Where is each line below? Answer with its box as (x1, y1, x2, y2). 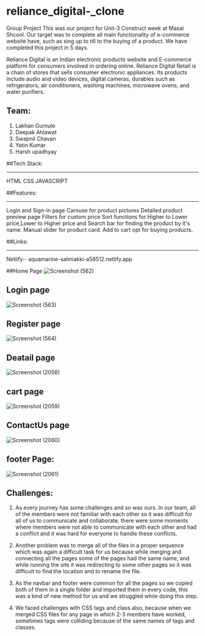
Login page (6, 285, 50, 295)
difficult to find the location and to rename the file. (15, 568, 142, 575)
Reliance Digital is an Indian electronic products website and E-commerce (6, 55, 192, 63)
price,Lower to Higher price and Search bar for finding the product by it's (6, 220, 190, 227)
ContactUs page (6, 420, 70, 431)
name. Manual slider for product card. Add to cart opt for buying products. (6, 226, 193, 233)
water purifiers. (6, 88, 45, 95)
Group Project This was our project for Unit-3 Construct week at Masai (6, 24, 184, 32)
